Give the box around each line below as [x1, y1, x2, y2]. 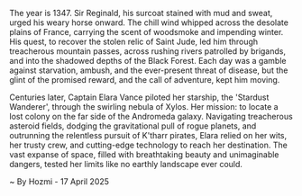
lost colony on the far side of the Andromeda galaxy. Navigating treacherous [9, 111, 293, 121]
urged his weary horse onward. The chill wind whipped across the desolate [9, 17, 288, 28]
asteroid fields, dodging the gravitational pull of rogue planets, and [9, 120, 257, 131]
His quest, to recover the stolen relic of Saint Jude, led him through [9, 36, 259, 47]
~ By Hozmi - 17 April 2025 [9, 176, 110, 187]
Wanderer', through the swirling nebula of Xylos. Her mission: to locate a [9, 102, 279, 111]
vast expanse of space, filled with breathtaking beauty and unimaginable [9, 149, 279, 160]
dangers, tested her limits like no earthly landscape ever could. [9, 159, 243, 169]
